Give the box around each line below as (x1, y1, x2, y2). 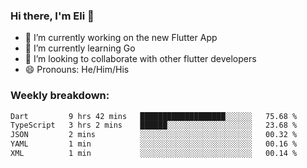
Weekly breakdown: (10, 89, 110, 103)
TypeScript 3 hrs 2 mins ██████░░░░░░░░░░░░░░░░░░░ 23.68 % (10, 120, 298, 131)
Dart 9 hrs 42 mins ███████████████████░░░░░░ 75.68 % (10, 111, 298, 121)
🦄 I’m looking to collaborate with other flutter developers (24, 53, 257, 65)
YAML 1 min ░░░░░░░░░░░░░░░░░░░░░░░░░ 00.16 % (10, 139, 298, 149)
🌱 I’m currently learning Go (24, 42, 136, 54)
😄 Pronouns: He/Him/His (24, 64, 130, 76)
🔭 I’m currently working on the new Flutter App (24, 32, 218, 44)
